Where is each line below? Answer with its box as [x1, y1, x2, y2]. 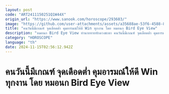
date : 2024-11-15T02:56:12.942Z [5, 44, 73, 49]
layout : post [5, 7, 33, 12]
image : [5, 21, 19, 26]
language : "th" [5, 40, 37, 45]
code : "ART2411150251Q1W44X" [5, 12, 66, 17]
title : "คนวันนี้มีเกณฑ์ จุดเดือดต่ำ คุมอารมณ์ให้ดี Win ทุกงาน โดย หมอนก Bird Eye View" [5, 26, 157, 31]
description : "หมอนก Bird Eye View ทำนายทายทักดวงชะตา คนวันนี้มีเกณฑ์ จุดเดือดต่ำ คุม [5, 30, 158, 35]
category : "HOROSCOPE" [5, 35, 53, 40]
